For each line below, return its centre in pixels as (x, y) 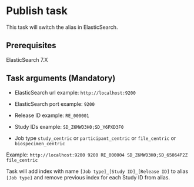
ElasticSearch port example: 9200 (55, 103)
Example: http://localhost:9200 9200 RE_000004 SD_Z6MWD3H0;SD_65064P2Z (97, 155)
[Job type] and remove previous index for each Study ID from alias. (88, 177)
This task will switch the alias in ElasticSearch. (62, 27)
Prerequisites (31, 46)
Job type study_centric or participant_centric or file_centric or (95, 138)
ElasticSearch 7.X (27, 59)
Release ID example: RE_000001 (52, 115)
